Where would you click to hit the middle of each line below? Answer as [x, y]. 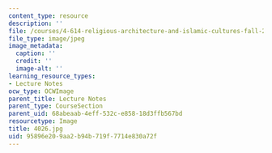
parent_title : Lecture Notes [57, 99]
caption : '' [36, 53]
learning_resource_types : [52, 76]
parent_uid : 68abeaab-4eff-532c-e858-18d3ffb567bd [96, 114]
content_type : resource [49, 16]
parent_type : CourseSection [56, 106]
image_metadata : [36, 46]
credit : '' [34, 62]
